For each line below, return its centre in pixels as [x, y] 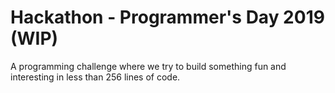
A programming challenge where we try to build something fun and [148, 66]
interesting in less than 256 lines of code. [95, 77]
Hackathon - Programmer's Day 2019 [167, 17]
